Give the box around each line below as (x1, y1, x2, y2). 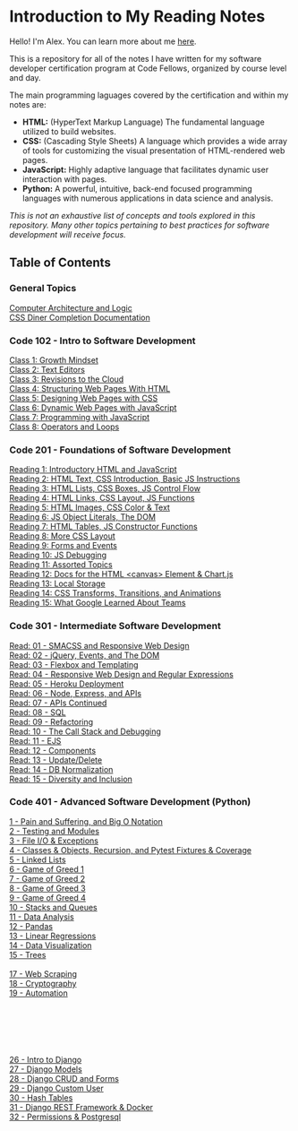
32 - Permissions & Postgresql (9, 1111, 122, 1122)
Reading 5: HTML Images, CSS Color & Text (9, 502, 170, 513)
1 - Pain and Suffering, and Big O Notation (9, 816, 163, 826)
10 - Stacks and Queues (9, 902, 98, 912)
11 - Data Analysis (9, 911, 74, 922)
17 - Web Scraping (9, 968, 78, 979)
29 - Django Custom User (9, 1083, 105, 1093)
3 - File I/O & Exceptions (9, 835, 99, 846)
